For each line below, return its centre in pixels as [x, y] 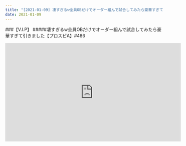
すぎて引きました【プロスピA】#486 [47, 35]
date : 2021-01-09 [23, 14]
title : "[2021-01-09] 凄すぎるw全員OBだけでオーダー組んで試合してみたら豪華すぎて [84, 10]
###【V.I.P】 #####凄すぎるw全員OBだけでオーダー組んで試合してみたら [81, 29]
